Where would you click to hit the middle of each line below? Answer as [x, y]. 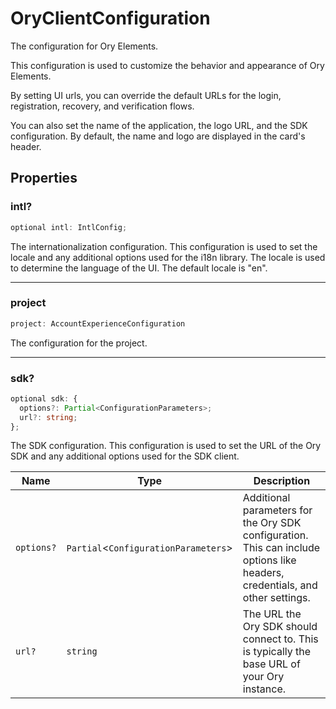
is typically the [277, 652]
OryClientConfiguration [110, 18]
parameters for [277, 510]
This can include [281, 548]
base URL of [271, 664]
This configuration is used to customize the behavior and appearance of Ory [167, 65]
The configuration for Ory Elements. [84, 46]
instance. [264, 689]
